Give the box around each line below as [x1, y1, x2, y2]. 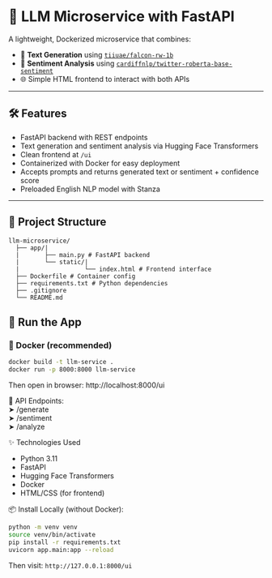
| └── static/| [15, 258, 89, 266]
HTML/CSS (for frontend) [19, 488, 105, 498]
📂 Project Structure [8, 215, 107, 229]
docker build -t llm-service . [8, 358, 114, 366]
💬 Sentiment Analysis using [19, 58, 115, 68]
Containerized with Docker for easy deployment [19, 158, 181, 168]
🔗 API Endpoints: [8, 396, 65, 405]
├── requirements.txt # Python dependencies [15, 279, 168, 287]
